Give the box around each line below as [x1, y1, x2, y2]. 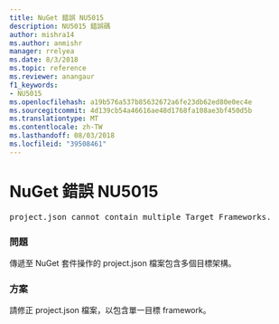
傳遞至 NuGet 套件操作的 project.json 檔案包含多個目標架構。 [9, 257, 237, 268]
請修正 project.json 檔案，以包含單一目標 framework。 [9, 305, 211, 316]
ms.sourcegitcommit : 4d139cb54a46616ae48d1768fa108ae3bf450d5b [9, 106, 253, 115]
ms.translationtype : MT [9, 114, 99, 123]
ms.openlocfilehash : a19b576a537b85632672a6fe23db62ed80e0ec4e [9, 97, 253, 107]
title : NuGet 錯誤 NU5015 [9, 13, 104, 23]
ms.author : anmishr [9, 38, 83, 48]
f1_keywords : [9, 81, 59, 90]
